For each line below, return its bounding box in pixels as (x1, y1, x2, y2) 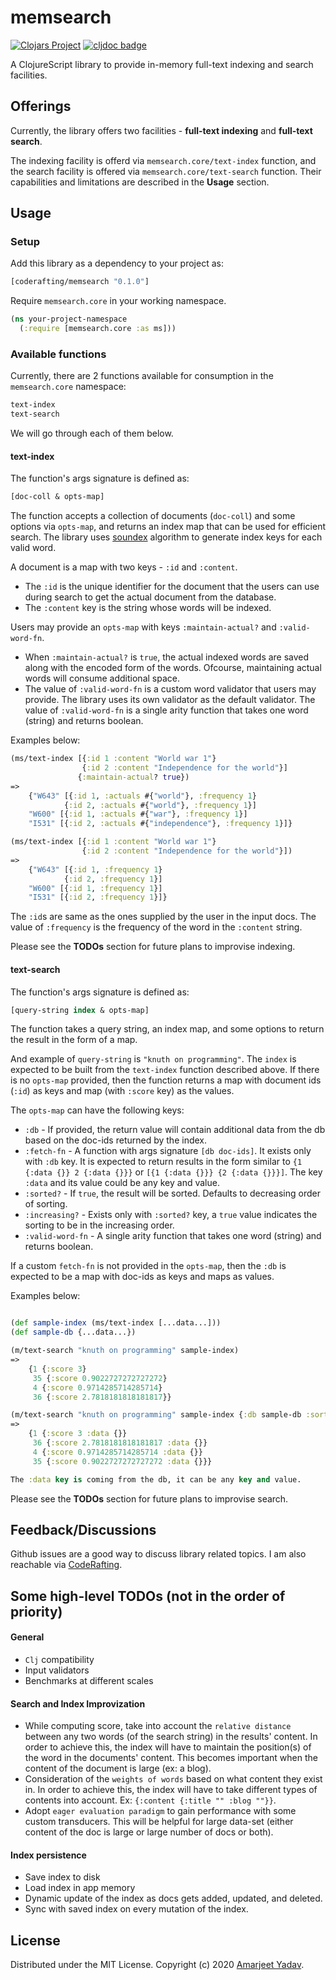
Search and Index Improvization (10, 1697, 146, 1710)
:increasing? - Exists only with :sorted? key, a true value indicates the (24, 1209, 318, 1221)
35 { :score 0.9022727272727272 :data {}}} (32, 1456, 213, 1466)
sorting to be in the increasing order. (24, 1219, 175, 1231)
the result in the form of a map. (10, 1034, 138, 1046)
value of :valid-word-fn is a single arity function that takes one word (24, 704, 309, 716)
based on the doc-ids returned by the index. (24, 1134, 207, 1146)
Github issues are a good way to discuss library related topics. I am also (10, 1548, 307, 1560)
